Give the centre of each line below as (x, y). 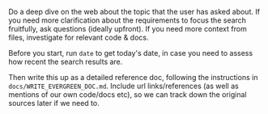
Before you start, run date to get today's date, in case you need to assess (131, 53)
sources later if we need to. (54, 103)
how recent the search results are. (66, 61)
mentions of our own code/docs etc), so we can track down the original (128, 95)
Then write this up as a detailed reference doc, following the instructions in (133, 77)
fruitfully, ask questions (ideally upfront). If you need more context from (128, 29)
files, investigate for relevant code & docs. (79, 37)
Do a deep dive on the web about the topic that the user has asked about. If (134, 12)
